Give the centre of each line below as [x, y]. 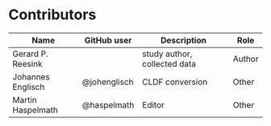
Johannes [31, 76]
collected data [169, 63]
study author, [167, 54]
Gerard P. [30, 54]
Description [184, 40]
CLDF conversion [175, 82]
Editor [154, 104]
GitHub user [108, 40]
